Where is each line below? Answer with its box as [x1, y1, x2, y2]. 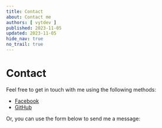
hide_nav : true [6, 36, 44, 42]
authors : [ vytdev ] [6, 19, 57, 25]
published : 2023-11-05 [6, 25, 62, 31]
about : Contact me [6, 14, 51, 20]
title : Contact [6, 8, 44, 15]
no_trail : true [6, 42, 44, 48]
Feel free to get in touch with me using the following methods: [6, 86, 157, 93]
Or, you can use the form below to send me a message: [6, 115, 140, 122]
